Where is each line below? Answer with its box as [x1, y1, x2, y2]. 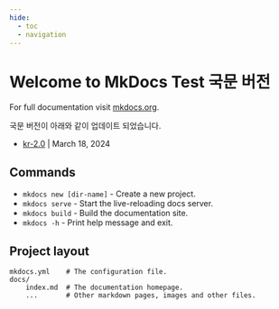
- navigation [17, 30, 67, 39]
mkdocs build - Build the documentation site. [22, 208, 189, 219]
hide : [9, 13, 30, 23]
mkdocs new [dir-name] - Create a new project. [22, 188, 196, 199]
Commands [9, 164, 77, 180]
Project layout [9, 243, 90, 259]
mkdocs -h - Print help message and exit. [22, 217, 173, 228]
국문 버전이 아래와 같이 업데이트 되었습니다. [9, 121, 162, 132]
